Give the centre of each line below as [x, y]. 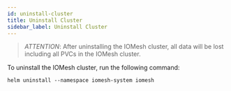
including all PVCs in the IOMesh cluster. [82, 54]
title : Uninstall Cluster [45, 20]
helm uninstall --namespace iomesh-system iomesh [81, 80]
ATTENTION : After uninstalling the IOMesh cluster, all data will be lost [124, 47]
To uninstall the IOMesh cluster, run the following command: [94, 68]
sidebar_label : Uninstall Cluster [58, 27]
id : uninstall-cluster [40, 14]
